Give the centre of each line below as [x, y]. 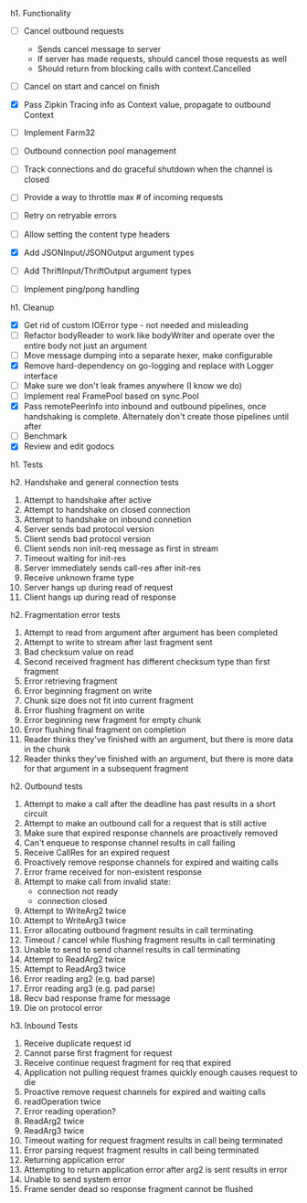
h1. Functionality [41, 13]
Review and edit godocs [69, 446]
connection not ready [78, 891]
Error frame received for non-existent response [112, 872]
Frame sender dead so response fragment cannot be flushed [138, 1189]
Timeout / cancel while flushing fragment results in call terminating [149, 940]
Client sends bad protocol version [87, 539]
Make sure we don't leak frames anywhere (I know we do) [133, 386]
